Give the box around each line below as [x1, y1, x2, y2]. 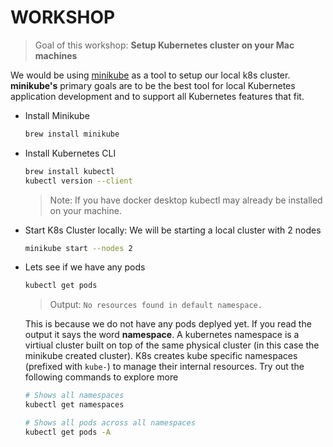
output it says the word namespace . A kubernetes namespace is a [24, 329, 300, 341]
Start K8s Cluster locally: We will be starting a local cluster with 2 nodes [24, 224, 322, 236]
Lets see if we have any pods [24, 261, 146, 273]
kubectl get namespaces [24, 400, 125, 410]
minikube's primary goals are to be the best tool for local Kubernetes [10, 79, 296, 91]
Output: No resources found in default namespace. [49, 299, 263, 311]
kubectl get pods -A [24, 427, 111, 437]
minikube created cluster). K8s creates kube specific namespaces [24, 350, 298, 362]
